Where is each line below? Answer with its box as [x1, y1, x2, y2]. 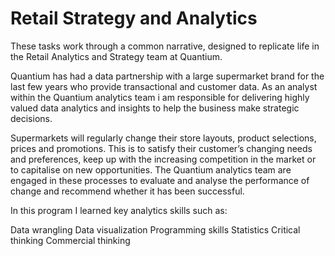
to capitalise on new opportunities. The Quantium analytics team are [10, 163, 292, 176]
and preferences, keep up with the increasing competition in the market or [10, 153, 317, 165]
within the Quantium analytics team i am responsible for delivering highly [10, 91, 310, 103]
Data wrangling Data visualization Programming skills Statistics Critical [10, 223, 301, 236]
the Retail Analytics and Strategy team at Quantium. [10, 50, 223, 62]
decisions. [10, 112, 53, 124]
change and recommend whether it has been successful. [10, 185, 245, 197]
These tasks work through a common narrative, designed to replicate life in [10, 40, 320, 52]
